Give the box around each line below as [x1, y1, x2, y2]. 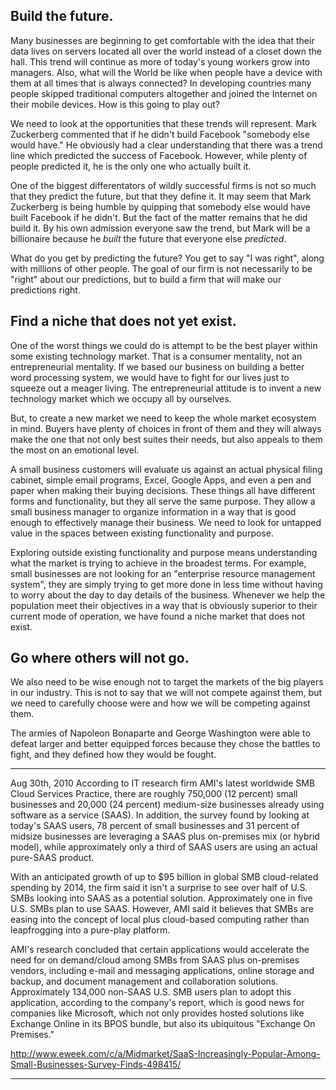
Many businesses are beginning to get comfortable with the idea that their [10, 34, 315, 46]
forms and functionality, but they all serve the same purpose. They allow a [10, 495, 316, 507]
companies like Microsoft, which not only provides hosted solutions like [10, 1007, 305, 1019]
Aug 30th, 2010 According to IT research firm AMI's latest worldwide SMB [10, 777, 316, 789]
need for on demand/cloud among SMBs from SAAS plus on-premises [10, 954, 300, 966]
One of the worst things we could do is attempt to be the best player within [10, 339, 318, 351]
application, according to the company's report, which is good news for [10, 997, 305, 1009]
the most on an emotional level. [10, 444, 140, 456]
